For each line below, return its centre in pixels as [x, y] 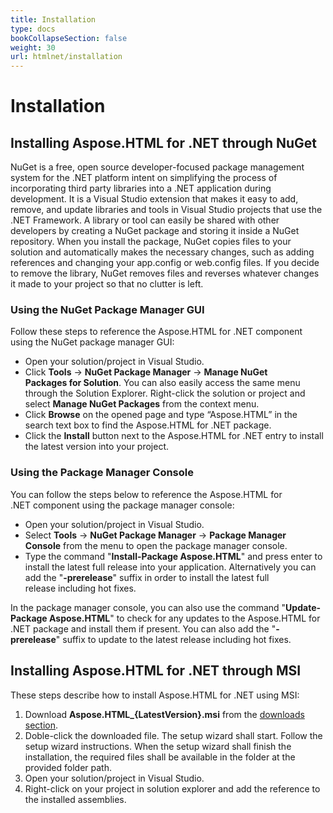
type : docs [33, 29]
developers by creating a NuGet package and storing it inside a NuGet [155, 231]
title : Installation [53, 19]
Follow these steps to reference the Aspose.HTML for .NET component [156, 332]
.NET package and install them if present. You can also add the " [143, 628]
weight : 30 [33, 47]
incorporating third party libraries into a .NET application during [141, 188]
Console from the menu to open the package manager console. [156, 545]
